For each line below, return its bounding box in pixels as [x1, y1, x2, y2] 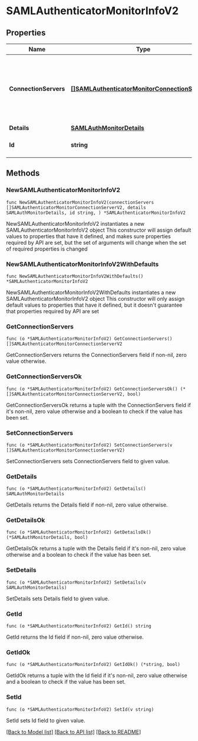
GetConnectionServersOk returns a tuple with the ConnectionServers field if [6, 401, 192, 408]
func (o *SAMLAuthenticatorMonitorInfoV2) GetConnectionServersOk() [6, 386, 178, 392]
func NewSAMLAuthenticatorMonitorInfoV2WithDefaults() [6, 273, 144, 279]
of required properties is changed [6, 245, 88, 252]
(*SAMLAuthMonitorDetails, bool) [6, 535, 88, 541]
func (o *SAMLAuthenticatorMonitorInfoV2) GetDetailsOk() [6, 529, 151, 535]
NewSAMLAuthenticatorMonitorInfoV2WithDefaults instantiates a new [6, 288, 176, 296]
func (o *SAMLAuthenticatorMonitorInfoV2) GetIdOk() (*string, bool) [6, 662, 181, 668]
